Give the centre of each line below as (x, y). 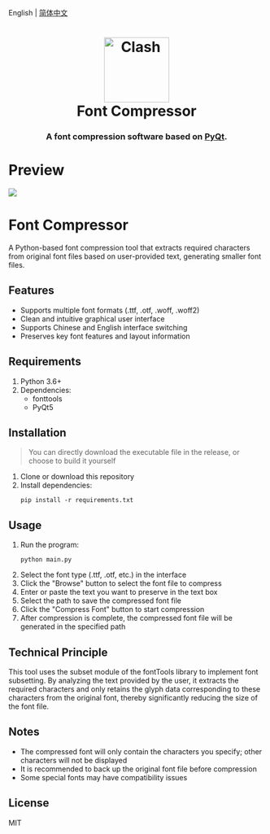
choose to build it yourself (72, 461)
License (29, 803)
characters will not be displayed (74, 760)
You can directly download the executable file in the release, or (134, 452)
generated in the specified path (73, 627)
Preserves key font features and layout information (105, 336)
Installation (37, 433)
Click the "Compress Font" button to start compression (112, 609)
